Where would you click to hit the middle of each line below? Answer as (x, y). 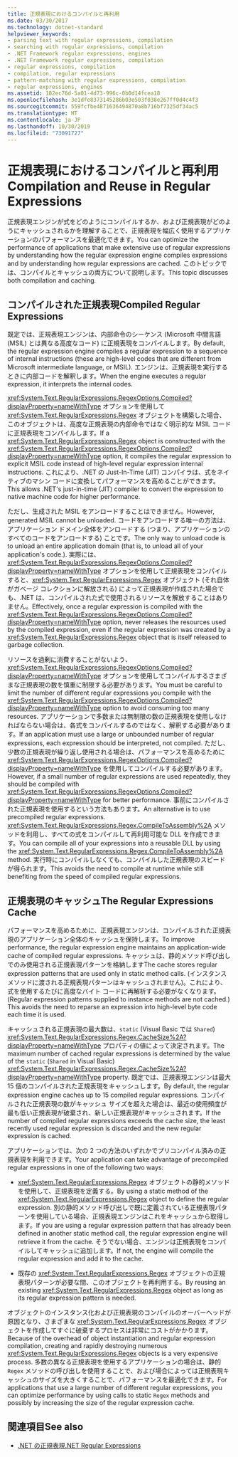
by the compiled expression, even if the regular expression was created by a (119, 630)
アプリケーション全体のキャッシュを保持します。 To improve (107, 939)
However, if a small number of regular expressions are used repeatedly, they (119, 777)
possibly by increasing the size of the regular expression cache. (101, 1402)
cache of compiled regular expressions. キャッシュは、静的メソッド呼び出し (119, 955)
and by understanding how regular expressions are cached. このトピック (114, 263)
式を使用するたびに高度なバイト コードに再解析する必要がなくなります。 (114, 991)
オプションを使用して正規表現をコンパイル (165, 571)
